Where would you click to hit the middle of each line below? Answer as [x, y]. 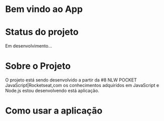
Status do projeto [42, 32]
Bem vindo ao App [44, 9]
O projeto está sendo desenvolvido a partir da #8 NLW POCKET [71, 80]
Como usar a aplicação [54, 111]
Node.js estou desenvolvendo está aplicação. [52, 90]
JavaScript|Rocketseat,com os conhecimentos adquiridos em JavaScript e [82, 85]
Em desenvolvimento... [29, 46]
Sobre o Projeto [38, 66]
